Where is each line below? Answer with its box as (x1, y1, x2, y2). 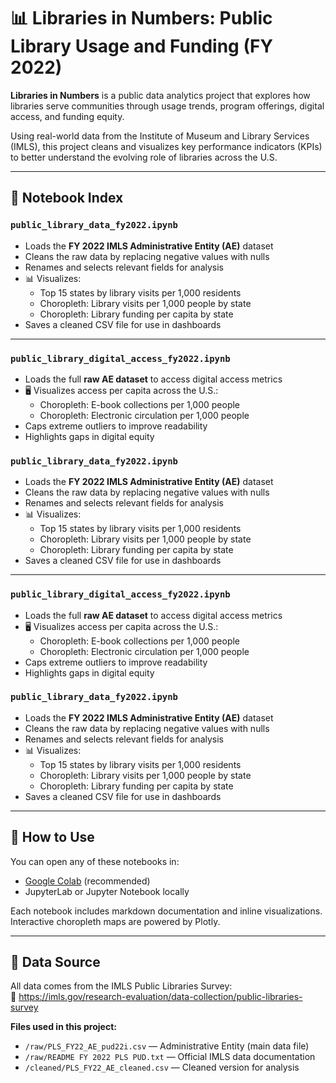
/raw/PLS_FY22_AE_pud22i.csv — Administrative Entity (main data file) (24, 1040, 310, 1052)
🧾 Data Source (10, 954, 101, 971)
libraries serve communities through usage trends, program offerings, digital (10, 100, 325, 112)
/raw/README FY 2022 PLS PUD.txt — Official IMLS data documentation (24, 1051, 316, 1063)
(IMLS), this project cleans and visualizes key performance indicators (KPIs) (10, 140, 323, 152)
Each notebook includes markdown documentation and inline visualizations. (10, 905, 323, 917)
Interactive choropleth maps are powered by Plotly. (10, 915, 221, 927)
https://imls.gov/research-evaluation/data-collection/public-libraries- (18, 991, 303, 1003)
